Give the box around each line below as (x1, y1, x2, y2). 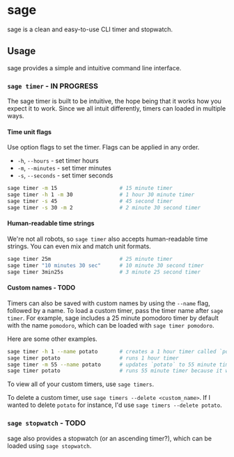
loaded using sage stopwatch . (7, 441, 92, 450)
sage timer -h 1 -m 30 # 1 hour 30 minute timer (7, 191, 195, 198)
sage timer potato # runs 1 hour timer (7, 354, 179, 362)
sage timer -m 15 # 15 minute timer (7, 185, 173, 192)
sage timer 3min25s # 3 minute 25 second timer (7, 268, 201, 275)
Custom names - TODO (7, 284, 76, 292)
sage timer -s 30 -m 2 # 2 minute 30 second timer (7, 204, 201, 211)
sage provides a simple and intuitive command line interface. (7, 63, 182, 72)
